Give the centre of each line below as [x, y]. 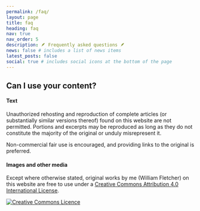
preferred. [19, 151]
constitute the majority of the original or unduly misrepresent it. [84, 133]
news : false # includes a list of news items [64, 51]
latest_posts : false [32, 56]
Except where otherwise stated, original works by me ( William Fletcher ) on [98, 178]
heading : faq [22, 28]
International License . [33, 191]
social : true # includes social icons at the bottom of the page [89, 61]
